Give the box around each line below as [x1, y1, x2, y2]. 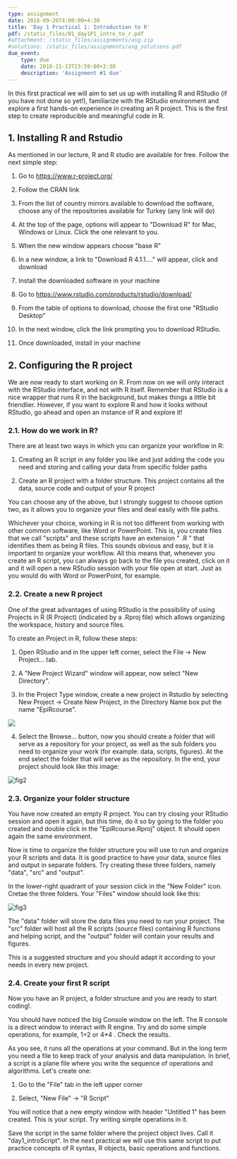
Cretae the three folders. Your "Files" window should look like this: [8, 890, 201, 898]
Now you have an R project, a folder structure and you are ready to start [8, 994, 217, 1003]
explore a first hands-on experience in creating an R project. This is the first [8, 104, 228, 112]
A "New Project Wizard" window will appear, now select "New [18, 669, 199, 677]
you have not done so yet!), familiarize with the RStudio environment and [8, 96, 219, 105]
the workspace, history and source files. [8, 620, 126, 629]
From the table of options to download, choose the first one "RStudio [18, 304, 219, 312]
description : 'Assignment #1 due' [20, 69, 122, 76]
